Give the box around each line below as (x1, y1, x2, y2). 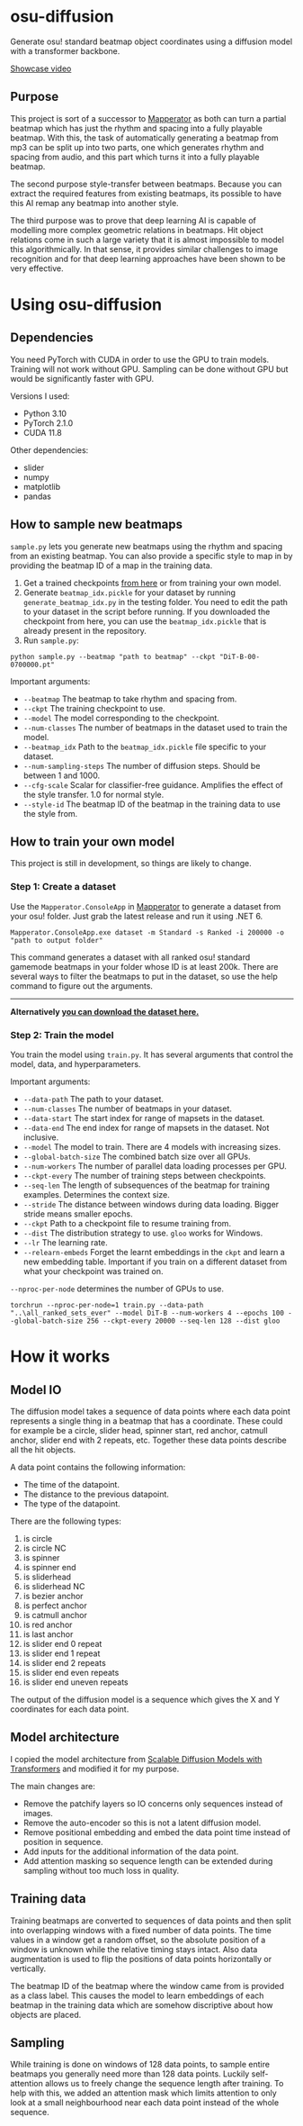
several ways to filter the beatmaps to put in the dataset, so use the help (10, 971, 278, 982)
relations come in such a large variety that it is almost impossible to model (10, 234, 284, 245)
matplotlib (22, 481, 61, 492)
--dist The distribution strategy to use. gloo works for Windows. (22, 1227, 263, 1238)
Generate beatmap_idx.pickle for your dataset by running (22, 587, 236, 598)
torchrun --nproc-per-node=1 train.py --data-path (10, 1300, 204, 1309)
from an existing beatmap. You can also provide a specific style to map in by (10, 550, 293, 561)
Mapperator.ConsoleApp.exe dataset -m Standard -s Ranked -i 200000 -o (10, 927, 284, 937)
